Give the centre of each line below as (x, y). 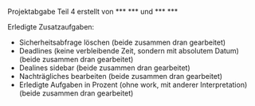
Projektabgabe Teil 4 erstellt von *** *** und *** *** (93, 12)
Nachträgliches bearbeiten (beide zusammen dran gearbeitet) (121, 76)
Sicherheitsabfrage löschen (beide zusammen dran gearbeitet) (122, 42)
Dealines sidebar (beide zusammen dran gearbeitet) (104, 68)
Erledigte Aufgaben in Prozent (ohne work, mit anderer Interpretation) (133, 84)
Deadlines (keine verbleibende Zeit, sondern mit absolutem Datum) (129, 51)
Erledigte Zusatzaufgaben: (51, 27)
